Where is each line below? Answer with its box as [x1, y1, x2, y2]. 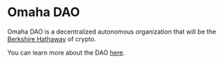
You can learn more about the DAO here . [7, 48, 126, 57]
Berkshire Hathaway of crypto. [7, 34, 97, 43]
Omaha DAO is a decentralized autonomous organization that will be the [7, 27, 217, 36]
